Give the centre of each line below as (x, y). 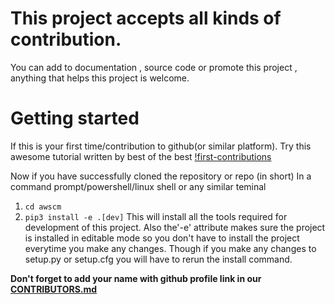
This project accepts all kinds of (146, 18)
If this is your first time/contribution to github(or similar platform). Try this (161, 146)
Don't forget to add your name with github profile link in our (136, 278)
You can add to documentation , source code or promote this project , (154, 67)
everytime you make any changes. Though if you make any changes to (170, 248)
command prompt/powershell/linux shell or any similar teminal (138, 186)
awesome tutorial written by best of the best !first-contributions (141, 156)
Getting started (75, 118)
